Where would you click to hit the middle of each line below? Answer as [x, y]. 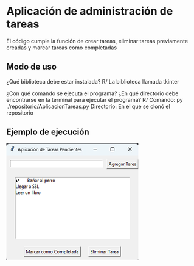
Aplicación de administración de [90, 11]
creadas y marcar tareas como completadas [62, 48]
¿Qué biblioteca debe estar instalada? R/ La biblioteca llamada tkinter [93, 81]
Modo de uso [31, 67]
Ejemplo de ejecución [48, 132]
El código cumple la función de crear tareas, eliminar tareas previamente [97, 41]
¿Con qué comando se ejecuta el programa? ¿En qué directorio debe [92, 93]
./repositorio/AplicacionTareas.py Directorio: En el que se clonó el [88, 106]
